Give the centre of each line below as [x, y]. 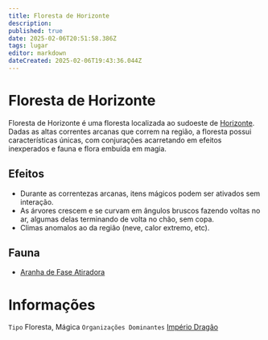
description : [30, 23]
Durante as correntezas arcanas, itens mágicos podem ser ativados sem [140, 193]
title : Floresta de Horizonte [59, 16]
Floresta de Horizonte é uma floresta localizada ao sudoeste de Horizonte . [132, 122]
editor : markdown [37, 53]
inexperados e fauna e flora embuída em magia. [88, 148]
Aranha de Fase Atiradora [62, 272]
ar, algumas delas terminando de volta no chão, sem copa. [117, 219]
